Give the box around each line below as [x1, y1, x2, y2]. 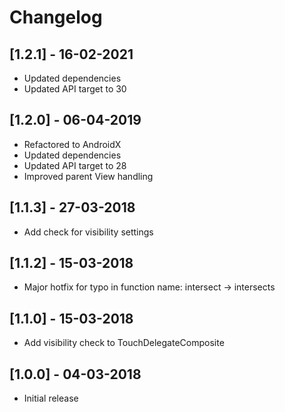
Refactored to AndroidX [23, 138, 122, 150]
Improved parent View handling [23, 170, 154, 182]
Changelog [9, 6, 103, 29]
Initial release [23, 392, 79, 405]
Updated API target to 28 [23, 159, 127, 171]
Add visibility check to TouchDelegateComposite [23, 337, 225, 349]
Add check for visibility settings [23, 226, 154, 238]
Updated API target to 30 [23, 83, 127, 95]
